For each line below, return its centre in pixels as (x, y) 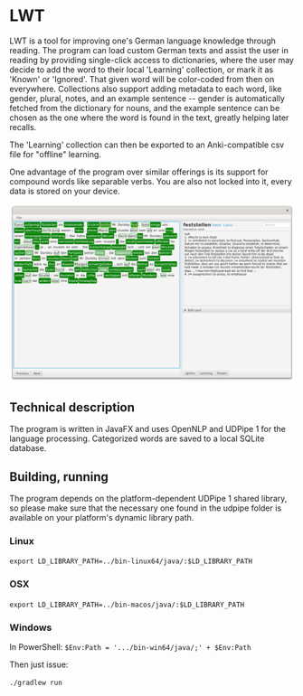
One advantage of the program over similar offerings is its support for (139, 172)
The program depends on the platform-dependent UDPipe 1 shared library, (148, 499)
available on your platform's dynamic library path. (102, 518)
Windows (31, 627)
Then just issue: (39, 664)
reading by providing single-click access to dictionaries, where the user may (151, 60)
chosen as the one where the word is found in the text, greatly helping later (149, 118)
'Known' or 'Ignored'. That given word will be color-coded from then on (142, 79)
